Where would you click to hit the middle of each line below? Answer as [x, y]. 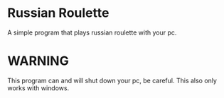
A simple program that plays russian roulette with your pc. [92, 32]
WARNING [38, 61]
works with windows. [38, 88]
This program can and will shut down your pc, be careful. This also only [112, 80]
